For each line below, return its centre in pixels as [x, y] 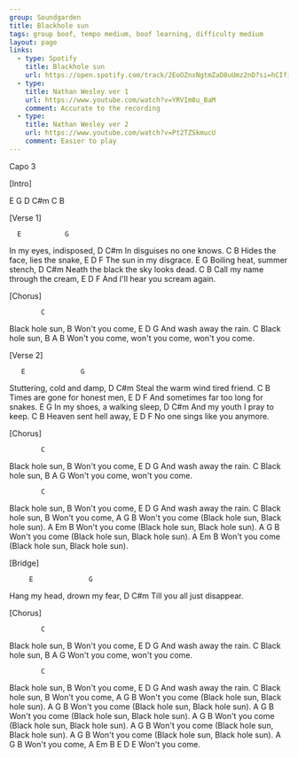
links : [21, 51]
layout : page [33, 42]
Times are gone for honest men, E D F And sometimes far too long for [136, 397]
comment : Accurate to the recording [93, 108]
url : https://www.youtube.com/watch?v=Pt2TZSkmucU [121, 133]
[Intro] [21, 184]
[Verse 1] [25, 217]
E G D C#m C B [37, 200]
